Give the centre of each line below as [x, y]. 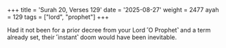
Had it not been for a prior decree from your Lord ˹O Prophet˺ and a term [109, 30]
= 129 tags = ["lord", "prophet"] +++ [58, 17]
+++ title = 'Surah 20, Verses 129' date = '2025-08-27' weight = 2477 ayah [113, 10]
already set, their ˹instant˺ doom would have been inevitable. [92, 37]
